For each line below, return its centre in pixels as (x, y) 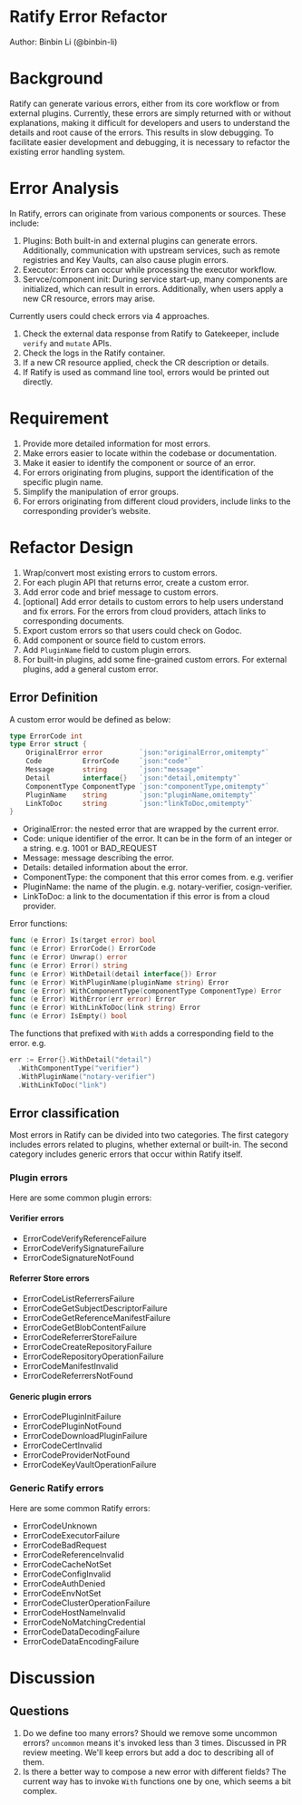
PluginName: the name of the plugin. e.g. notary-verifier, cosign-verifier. (157, 887)
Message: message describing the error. (98, 858)
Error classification (64, 1113)
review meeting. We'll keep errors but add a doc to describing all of (148, 1752)
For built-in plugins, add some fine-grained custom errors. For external (155, 659)
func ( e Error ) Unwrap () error (68, 957)
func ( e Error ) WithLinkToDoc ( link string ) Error (105, 1008)
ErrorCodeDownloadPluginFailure (85, 1436)
